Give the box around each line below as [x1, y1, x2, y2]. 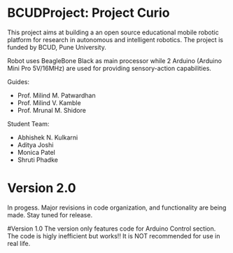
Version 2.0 [7, 180, 76, 196]
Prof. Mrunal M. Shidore [17, 106, 86, 114]
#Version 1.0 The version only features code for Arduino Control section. [7, 224, 216, 233]
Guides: [7, 77, 30, 86]
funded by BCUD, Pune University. [7, 43, 106, 51]
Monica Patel [17, 148, 56, 156]
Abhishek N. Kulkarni [17, 133, 78, 142]
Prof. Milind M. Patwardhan [17, 91, 96, 100]
